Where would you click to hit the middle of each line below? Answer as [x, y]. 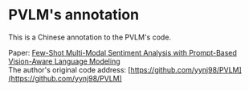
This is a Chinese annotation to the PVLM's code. [90, 37]
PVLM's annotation [73, 15]
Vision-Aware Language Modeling [64, 61]
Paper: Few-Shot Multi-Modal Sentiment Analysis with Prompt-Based [122, 52]
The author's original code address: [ [69, 69]
